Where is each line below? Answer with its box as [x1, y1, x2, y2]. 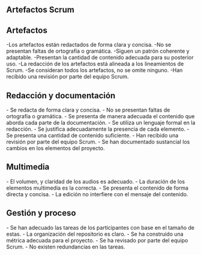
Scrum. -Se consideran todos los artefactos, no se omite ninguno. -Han [6, 67, 183, 74]
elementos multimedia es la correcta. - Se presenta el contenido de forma [6, 184, 189, 191]
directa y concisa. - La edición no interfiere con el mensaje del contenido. [6, 190, 188, 197]
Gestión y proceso [6, 208, 76, 218]
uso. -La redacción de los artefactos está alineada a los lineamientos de [6, 60, 184, 68]
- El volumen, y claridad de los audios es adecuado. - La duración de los [6, 178, 185, 185]
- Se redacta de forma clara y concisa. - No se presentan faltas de [6, 106, 170, 113]
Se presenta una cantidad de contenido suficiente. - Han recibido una [6, 132, 179, 139]
